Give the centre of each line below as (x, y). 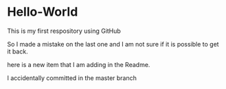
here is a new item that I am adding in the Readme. (79, 64)
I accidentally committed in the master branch (72, 78)
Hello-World (43, 12)
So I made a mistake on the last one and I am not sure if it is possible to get (113, 44)
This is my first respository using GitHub (64, 31)
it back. (18, 51)
